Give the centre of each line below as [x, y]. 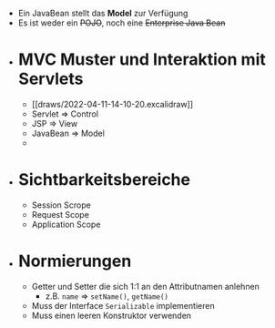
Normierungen [75, 261]
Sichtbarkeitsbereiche [104, 180]
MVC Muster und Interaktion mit [142, 60]
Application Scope [66, 224]
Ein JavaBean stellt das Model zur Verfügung [103, 13]
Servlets [51, 79]
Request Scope [60, 214]
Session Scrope [61, 205]
